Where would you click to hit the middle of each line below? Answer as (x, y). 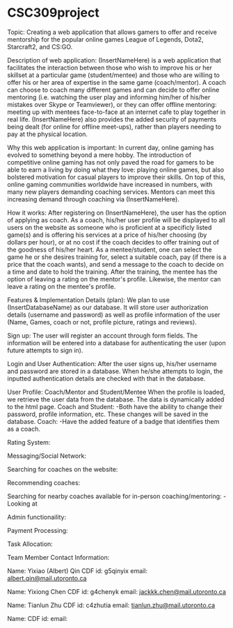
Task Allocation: (30, 544)
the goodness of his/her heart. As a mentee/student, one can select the (110, 249)
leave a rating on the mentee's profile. (62, 286)
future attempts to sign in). (45, 350)
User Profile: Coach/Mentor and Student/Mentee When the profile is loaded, (116, 392)
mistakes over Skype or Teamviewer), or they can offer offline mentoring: (112, 104)
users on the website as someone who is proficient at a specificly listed (110, 227)
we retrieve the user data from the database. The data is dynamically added (116, 399)
